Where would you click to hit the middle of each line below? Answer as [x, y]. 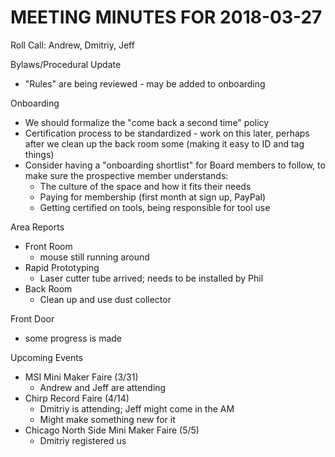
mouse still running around [94, 257]
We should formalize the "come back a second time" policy [147, 122]
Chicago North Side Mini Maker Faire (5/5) [112, 430]
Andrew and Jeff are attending [103, 387]
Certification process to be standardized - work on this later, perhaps [167, 133]
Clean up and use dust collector [105, 299]
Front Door [32, 318]
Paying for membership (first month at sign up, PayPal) [153, 197]
